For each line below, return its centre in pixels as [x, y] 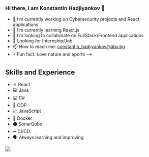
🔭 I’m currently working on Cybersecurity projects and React [76, 19]
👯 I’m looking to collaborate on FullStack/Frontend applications [78, 36]
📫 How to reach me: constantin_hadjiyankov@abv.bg [69, 47]
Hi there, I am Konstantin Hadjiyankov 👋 [55, 8]
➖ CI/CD [21, 132]
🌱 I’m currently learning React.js [46, 30]
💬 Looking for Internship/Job [42, 41]
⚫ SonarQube [27, 124]
